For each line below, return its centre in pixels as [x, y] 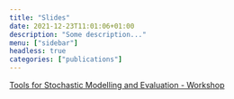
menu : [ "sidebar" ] [44, 43]
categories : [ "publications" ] [66, 59]
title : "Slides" [40, 18]
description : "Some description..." [78, 34]
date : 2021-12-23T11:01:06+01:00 [72, 26]
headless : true [38, 51]
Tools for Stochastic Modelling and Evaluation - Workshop [117, 85]
